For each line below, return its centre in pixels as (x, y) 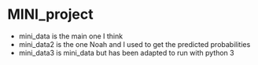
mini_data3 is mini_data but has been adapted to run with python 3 (126, 52)
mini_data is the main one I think (71, 36)
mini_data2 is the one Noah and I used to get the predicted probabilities (135, 44)
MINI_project (50, 14)
